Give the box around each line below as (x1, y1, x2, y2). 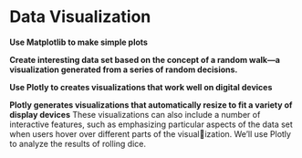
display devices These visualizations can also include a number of (9, 109, 261, 120)
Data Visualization (9, 6, 151, 27)
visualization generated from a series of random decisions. (9, 64, 238, 75)
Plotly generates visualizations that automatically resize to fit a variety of (9, 99, 293, 111)
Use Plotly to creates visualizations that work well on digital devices (9, 81, 273, 92)
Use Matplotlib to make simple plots (9, 37, 149, 47)
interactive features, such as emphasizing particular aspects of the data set (9, 119, 294, 130)
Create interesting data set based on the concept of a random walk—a (9, 54, 281, 65)
